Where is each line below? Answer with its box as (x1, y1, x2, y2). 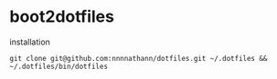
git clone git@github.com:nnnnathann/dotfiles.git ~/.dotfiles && (9, 54, 268, 63)
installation (9, 36, 50, 47)
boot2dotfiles (9, 6, 114, 27)
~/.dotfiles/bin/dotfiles (9, 62, 108, 71)
